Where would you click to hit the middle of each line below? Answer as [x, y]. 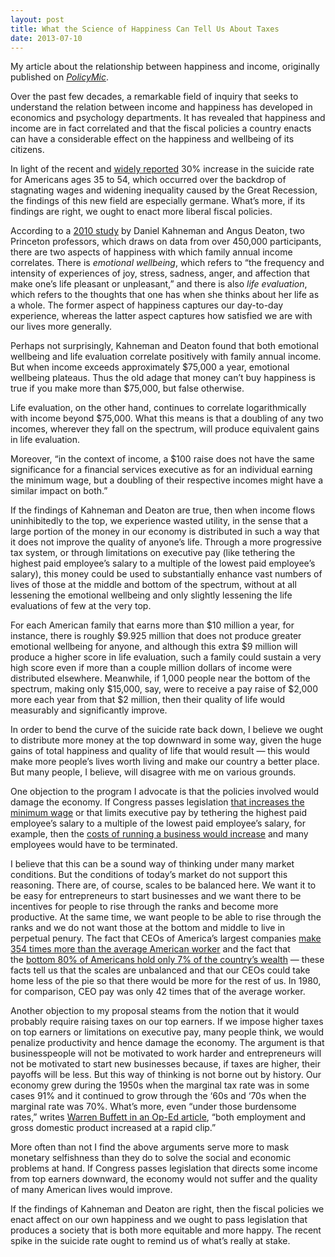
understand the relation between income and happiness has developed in [161, 107]
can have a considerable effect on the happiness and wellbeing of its [152, 139]
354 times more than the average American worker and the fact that [150, 949]
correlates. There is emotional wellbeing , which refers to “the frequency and [167, 263]
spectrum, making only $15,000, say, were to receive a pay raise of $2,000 [164, 689]
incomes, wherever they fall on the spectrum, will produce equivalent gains [165, 429]
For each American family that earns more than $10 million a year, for [152, 625]
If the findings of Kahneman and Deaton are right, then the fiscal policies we [167, 1209]
